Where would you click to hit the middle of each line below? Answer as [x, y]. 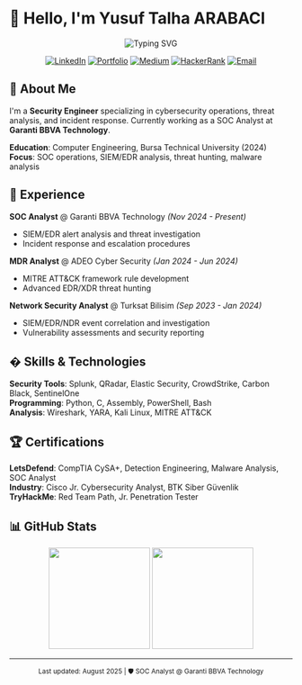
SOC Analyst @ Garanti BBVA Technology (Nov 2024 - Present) [128, 216]
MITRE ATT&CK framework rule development [106, 278]
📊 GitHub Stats [53, 526]
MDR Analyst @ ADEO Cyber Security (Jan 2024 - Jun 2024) [124, 261]
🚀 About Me [43, 89]
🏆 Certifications [57, 442]
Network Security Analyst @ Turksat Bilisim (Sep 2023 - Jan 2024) [136, 305]
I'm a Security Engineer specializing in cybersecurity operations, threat [142, 111]
